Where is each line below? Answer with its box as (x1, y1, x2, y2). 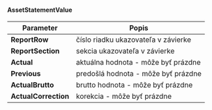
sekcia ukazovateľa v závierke (75, 46, 175, 56)
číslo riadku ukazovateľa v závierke (75, 35, 192, 45)
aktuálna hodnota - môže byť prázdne (75, 58, 201, 68)
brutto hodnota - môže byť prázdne (75, 80, 193, 90)
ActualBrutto (10, 80, 54, 90)
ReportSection (10, 46, 60, 56)
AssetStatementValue (7, 6, 73, 14)
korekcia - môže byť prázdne (75, 91, 172, 101)
